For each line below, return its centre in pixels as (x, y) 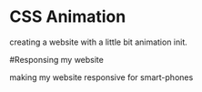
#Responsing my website (57, 59)
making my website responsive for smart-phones (101, 77)
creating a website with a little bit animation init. (99, 42)
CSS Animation (68, 17)
